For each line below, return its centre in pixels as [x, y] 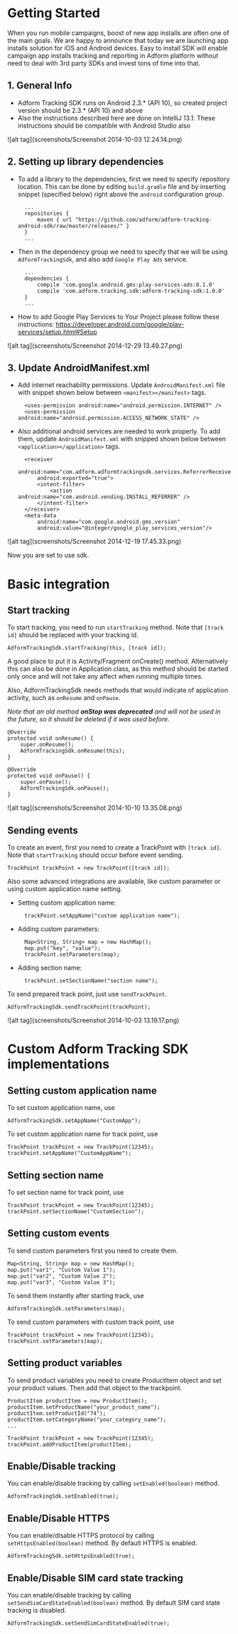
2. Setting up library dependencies [86, 162]
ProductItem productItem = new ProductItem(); [77, 1401]
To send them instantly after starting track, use [76, 1295]
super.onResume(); [47, 745]
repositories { [47, 213]
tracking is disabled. [37, 1610]
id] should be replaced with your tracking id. [73, 635]
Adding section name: [50, 968]
